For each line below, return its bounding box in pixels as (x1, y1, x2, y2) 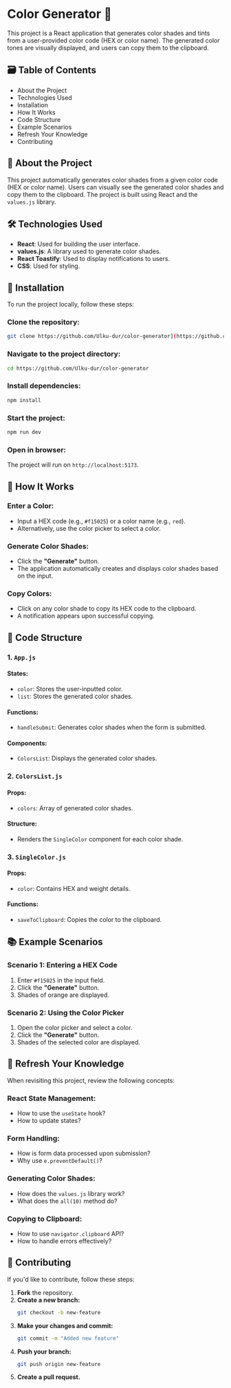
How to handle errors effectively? (16, 1237, 112, 1245)
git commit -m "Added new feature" (16, 1335, 120, 1342)
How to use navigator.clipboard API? (16, 1230, 124, 1238)
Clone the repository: (7, 317, 80, 327)
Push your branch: (16, 1347, 71, 1356)
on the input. (16, 571, 54, 580)
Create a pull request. (16, 1373, 80, 1381)
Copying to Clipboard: (7, 1214, 82, 1223)
